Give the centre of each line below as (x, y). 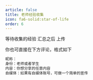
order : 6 (14, 24)
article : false (21, 10)
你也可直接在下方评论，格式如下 (38, 50)
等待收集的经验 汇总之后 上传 (35, 39)
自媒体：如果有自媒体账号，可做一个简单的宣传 (47, 73)
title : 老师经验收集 (25, 15)
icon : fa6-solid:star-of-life (37, 19)
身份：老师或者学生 (22, 64)
